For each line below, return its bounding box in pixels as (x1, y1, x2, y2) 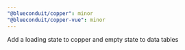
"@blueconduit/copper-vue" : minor (7, 16, 106, 23)
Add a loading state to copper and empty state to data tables (7, 35, 179, 43)
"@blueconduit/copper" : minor (7, 10, 94, 17)
